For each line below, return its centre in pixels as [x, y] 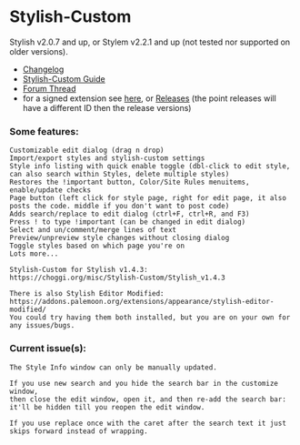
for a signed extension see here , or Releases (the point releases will [150, 98]
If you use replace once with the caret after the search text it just [148, 423]
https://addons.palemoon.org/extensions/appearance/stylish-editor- [142, 302]
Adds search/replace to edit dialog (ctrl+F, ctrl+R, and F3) [130, 214]
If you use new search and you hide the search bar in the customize [144, 383]
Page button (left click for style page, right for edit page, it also [148, 198]
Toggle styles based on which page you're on [97, 246]
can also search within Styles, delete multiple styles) [120, 175]
